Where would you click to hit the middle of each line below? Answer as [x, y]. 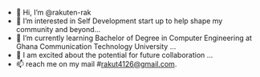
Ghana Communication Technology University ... [96, 47]
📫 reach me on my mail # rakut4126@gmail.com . [96, 64]
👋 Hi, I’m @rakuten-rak [53, 12]
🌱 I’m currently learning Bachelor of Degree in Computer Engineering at [134, 38]
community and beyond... [58, 29]
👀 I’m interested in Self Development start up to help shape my [119, 21]
